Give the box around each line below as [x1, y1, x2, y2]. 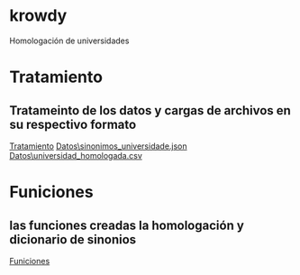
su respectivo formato [9, 116, 137, 132]
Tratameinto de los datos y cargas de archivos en [9, 103, 291, 118]
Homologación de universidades [9, 35, 130, 46]
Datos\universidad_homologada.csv [9, 150, 142, 160]
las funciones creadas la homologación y [9, 217, 245, 233]
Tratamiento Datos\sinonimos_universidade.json [9, 141, 187, 151]
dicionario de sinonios [9, 232, 137, 247]
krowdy [9, 5, 68, 26]
